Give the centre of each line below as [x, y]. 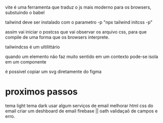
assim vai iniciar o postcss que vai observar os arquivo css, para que [76, 32]
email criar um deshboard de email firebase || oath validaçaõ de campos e [81, 111]
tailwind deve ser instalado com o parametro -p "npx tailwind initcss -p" [79, 22]
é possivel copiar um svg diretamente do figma [53, 71]
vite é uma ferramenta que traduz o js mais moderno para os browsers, [78, 7]
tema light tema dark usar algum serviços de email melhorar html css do [79, 105]
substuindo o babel [25, 12]
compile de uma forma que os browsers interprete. [57, 37]
